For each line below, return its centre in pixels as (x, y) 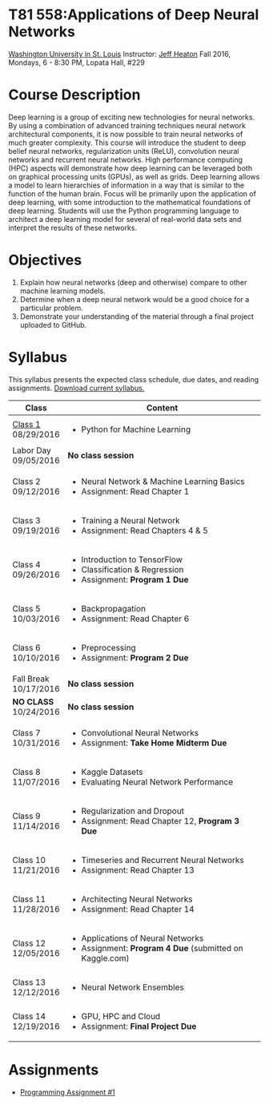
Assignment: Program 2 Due (135, 657)
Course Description (74, 95)
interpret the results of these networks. (73, 228)
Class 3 (27, 520)
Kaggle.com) (105, 958)
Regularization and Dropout (133, 811)
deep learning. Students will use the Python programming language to (124, 211)
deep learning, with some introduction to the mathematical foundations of (129, 202)
